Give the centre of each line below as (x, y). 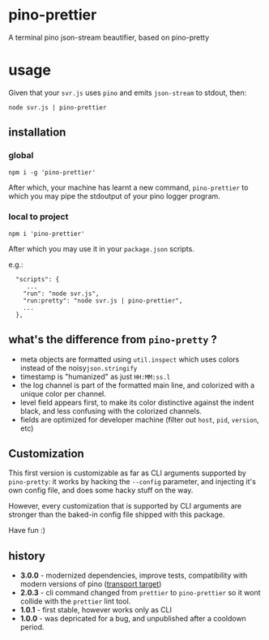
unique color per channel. (63, 393)
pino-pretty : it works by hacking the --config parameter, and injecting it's (132, 482)
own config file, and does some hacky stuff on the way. (101, 490)
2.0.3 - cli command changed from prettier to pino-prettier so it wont (140, 593)
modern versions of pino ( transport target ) (91, 584)
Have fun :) (27, 530)
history (27, 556)
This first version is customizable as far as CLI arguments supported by (128, 473)
